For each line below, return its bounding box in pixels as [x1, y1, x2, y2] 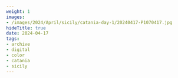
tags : [6, 36, 19, 42]
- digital [6, 47, 31, 53]
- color [6, 52, 25, 58]
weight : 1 [6, 8, 31, 15]
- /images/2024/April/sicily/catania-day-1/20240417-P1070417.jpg [6, 19, 173, 25]
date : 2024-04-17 [6, 30, 49, 36]
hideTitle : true [6, 25, 46, 31]
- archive [6, 42, 31, 48]
